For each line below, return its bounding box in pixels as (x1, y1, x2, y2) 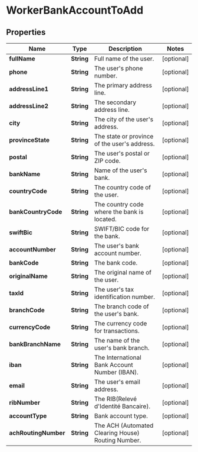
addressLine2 (9, 102, 49, 110)
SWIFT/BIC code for (94, 225, 150, 233)
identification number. (94, 293, 155, 301)
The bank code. (94, 259, 138, 267)
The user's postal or (94, 149, 150, 157)
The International (94, 353, 141, 361)
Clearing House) (94, 429, 140, 437)
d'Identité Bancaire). (94, 402, 151, 410)
